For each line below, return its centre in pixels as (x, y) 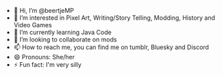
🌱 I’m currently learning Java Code (62, 32)
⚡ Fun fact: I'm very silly (48, 64)
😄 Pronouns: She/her (44, 57)
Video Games (33, 25)
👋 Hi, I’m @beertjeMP (44, 11)
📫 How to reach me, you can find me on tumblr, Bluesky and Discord (111, 47)
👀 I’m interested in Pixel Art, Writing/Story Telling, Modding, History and (114, 18)
